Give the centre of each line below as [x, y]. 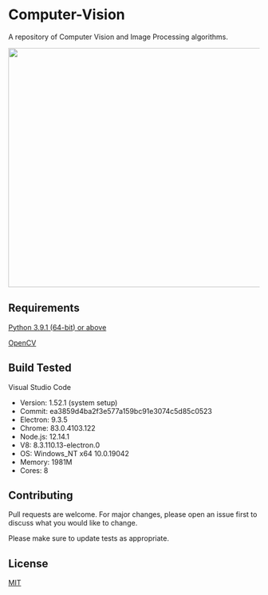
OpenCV [22, 343]
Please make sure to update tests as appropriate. [89, 538]
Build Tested [40, 368]
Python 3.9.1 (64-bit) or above [57, 327]
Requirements [44, 308]
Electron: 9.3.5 [43, 420]
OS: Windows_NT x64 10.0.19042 [75, 453]
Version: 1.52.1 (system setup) [69, 402]
